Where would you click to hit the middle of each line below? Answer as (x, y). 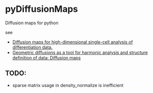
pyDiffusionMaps (41, 9)
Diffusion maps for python (32, 23)
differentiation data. (33, 47)
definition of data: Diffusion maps (46, 57)
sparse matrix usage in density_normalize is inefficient (68, 85)
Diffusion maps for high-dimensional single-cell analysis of (73, 42)
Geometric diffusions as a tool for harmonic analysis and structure (80, 52)
